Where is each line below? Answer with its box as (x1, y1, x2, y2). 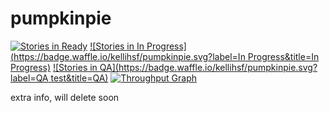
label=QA (10, 72, 49, 84)
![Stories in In (89, 40, 145, 52)
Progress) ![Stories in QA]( (10, 61, 119, 73)
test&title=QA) (50, 72, 109, 84)
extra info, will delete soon (10, 91, 120, 103)
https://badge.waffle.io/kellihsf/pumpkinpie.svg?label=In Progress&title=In (13, 50, 320, 62)
